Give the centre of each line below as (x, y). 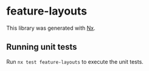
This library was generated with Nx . (51, 28)
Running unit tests (42, 47)
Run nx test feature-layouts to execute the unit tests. (75, 61)
